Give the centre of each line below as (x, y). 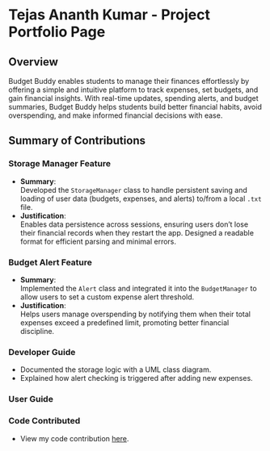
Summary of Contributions (77, 141)
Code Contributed (44, 421)
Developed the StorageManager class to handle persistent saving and (134, 190)
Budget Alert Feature (51, 262)
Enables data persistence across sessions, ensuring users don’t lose (134, 224)
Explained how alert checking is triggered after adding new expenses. (136, 378)
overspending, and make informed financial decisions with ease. (116, 115)
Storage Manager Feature (60, 164)
